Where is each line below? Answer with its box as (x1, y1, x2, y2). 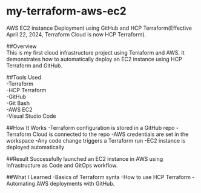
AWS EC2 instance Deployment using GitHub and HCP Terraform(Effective (6, 24, 193, 32)
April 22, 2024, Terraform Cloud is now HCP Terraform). (6, 30, 147, 38)
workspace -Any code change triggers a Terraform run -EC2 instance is (6, 137, 186, 144)
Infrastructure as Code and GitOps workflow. (6, 161, 118, 169)
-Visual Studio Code (6, 112, 56, 120)
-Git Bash (6, 99, 30, 107)
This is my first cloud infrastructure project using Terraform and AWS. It (6, 49, 185, 56)
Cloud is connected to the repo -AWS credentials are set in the (32, 130, 189, 138)
